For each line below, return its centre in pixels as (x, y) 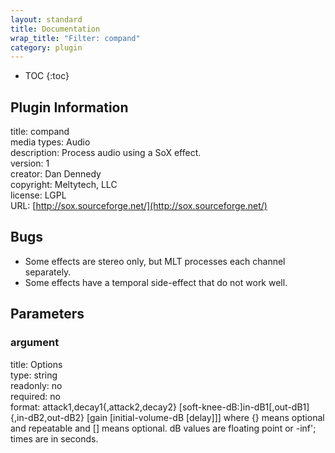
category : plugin (46, 47)
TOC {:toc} (47, 76)
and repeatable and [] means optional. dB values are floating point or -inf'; (163, 428)
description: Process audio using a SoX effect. (106, 153)
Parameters (47, 314)
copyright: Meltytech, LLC (64, 185)
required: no (35, 396)
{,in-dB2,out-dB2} (47, 417)
